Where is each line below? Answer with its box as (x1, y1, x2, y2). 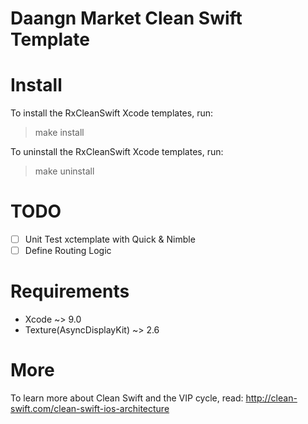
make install (34, 127, 85, 139)
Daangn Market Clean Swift (10, 7, 243, 30)
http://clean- (245, 392, 298, 404)
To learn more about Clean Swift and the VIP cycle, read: (10, 392, 244, 404)
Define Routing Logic (24, 245, 112, 257)
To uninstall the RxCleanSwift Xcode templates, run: (10, 146, 224, 158)
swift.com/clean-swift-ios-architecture (10, 403, 170, 415)
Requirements (10, 280, 130, 303)
